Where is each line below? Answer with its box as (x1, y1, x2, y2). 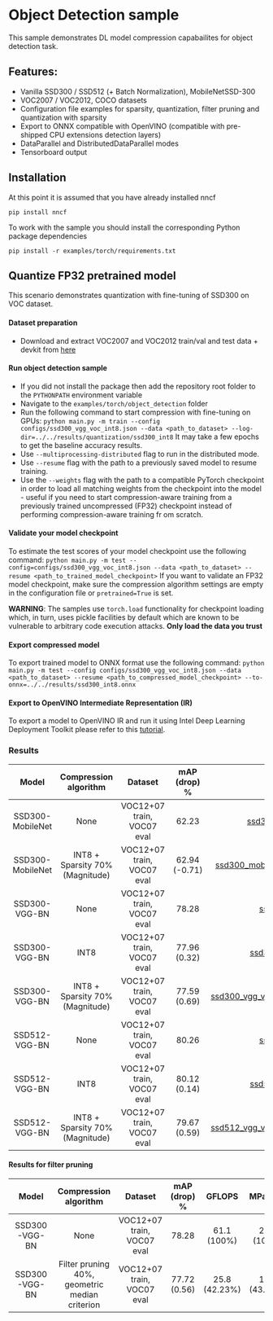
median (70, 1288, 99, 1300)
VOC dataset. (8, 299, 54, 309)
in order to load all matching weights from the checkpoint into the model (19, 483, 262, 494)
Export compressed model (8, 639, 100, 649)
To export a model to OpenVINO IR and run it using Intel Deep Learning (8, 716, 245, 726)
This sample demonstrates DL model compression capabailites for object (8, 33, 253, 42)
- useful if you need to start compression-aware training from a (19, 492, 232, 502)
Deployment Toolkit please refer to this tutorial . (8, 725, 166, 735)
